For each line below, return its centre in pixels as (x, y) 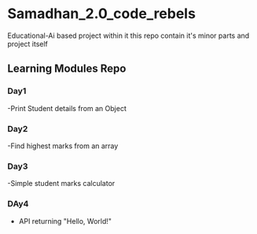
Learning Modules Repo (67, 69)
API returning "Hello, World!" (65, 221)
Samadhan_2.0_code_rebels (101, 14)
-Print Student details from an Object (67, 108)
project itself (28, 43)
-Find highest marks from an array (63, 146)
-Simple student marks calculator (61, 184)
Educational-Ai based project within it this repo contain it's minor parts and (128, 35)
